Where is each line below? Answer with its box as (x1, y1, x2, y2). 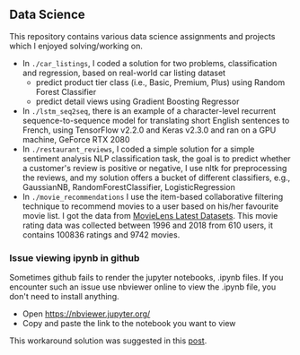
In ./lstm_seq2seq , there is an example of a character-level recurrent (22, 105, 277, 116)
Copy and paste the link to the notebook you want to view (22, 318, 236, 329)
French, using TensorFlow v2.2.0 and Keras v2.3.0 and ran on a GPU (22, 125, 277, 135)
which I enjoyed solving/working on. (9, 40, 144, 51)
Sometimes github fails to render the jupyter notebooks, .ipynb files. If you (9, 273, 284, 283)
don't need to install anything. (9, 291, 119, 302)
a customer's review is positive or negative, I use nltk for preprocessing (22, 162, 287, 173)
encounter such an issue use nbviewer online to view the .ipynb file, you (9, 281, 277, 292)
